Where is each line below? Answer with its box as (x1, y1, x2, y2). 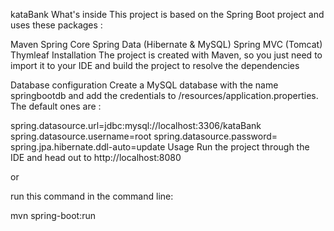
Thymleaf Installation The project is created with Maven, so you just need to (10, 49, 323, 61)
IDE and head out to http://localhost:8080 (10, 152, 182, 163)
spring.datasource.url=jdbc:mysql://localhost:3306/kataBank (10, 120, 262, 131)
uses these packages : (10, 19, 103, 31)
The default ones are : (10, 100, 102, 112)
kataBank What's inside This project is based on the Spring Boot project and (10, 9, 325, 20)
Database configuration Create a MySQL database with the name (10, 79, 279, 91)
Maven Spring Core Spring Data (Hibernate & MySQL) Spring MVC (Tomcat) (10, 39, 323, 50)
